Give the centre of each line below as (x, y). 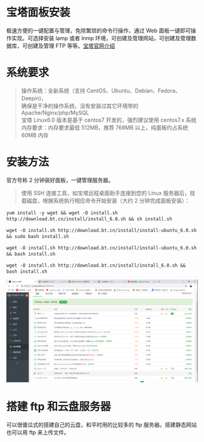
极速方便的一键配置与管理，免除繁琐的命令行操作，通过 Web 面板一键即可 (99, 30)
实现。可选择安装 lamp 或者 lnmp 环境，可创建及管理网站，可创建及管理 (101, 38)
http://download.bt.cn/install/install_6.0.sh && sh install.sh (89, 219)
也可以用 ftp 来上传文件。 (38, 432)
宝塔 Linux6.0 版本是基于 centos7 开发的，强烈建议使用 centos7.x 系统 (109, 120)
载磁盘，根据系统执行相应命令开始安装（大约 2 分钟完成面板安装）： (105, 200)
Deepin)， (34, 98)
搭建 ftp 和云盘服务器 (59, 407)
